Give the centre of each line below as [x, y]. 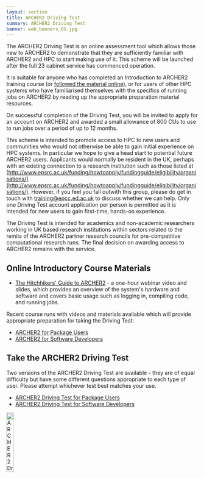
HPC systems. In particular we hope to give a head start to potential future [100, 153]
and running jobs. [37, 302]
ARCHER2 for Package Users [52, 332]
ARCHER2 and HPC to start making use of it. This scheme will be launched [100, 59]
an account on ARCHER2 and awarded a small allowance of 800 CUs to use [101, 122]
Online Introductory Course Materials [79, 268]
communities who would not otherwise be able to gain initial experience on [100, 146]
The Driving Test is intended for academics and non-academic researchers [100, 223]
